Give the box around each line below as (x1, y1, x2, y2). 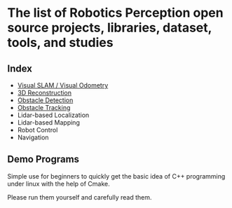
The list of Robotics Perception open (7, 5, 224, 21)
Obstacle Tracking (17, 104, 71, 111)
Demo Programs (7, 153, 79, 165)
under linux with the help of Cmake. (7, 179, 110, 188)
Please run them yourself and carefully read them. (7, 193, 152, 201)
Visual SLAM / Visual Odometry (17, 81, 109, 89)
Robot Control (17, 126, 58, 134)
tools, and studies (7, 35, 114, 50)
